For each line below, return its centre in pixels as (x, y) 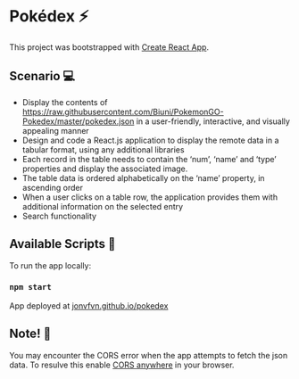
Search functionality (59, 216)
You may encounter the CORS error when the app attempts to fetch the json (149, 355)
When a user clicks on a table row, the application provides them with (150, 197)
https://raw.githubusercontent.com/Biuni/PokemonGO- (123, 111)
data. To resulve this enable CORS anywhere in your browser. (122, 365)
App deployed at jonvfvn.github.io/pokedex (89, 305)
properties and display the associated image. (105, 169)
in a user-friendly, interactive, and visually (213, 121)
